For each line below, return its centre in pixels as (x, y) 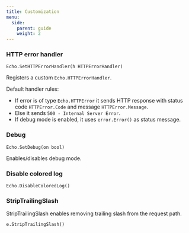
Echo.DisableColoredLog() (38, 186)
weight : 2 (29, 34)
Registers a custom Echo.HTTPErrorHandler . (59, 78)
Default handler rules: (33, 89)
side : (18, 23)
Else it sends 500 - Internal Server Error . (68, 113)
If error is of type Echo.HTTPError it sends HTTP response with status (99, 101)
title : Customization (33, 12)
